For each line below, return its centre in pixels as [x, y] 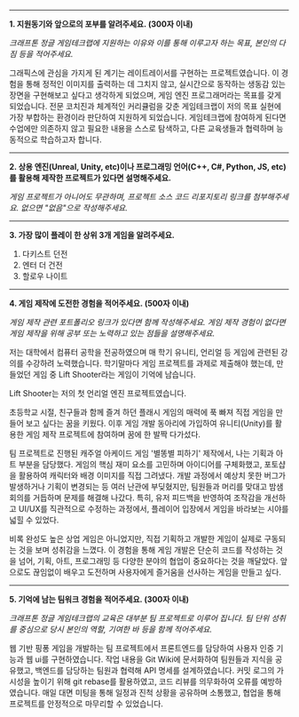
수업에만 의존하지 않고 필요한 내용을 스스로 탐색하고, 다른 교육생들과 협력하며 [142, 128]
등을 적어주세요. [46, 54]
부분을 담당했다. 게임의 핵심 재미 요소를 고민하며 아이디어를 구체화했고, [140, 464]
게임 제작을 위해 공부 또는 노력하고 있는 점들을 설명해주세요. [112, 333]
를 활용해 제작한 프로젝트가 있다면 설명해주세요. [90, 178]
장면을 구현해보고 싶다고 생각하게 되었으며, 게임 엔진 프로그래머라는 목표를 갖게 [146, 95]
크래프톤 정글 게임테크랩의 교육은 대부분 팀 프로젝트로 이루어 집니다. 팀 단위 [139, 618]
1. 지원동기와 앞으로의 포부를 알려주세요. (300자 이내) [101, 24]
